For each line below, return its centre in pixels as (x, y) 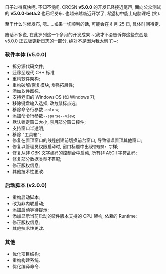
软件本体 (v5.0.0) (26, 54)
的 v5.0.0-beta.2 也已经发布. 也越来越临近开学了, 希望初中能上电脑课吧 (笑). (83, 13)
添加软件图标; (26, 91)
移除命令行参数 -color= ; (36, 110)
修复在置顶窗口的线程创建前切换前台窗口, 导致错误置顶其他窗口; (77, 140)
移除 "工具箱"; (27, 135)
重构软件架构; (26, 79)
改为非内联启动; (28, 203)
